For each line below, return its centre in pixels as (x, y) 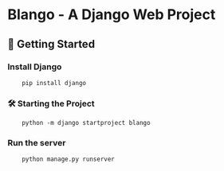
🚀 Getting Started (51, 44)
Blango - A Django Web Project (112, 15)
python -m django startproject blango (86, 123)
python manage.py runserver (68, 159)
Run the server (37, 143)
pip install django (54, 83)
